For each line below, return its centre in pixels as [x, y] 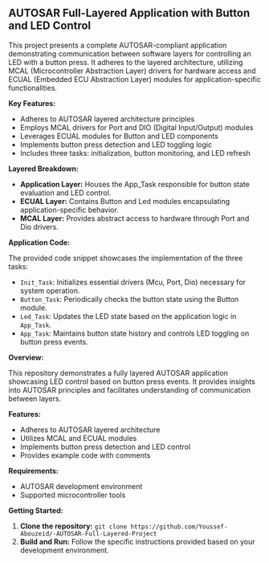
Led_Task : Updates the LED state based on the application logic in [128, 316]
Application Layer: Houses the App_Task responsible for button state [135, 184]
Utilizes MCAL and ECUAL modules [78, 438]
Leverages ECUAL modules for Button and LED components [119, 136]
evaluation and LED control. [65, 193]
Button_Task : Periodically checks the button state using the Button [129, 299]
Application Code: [39, 242]
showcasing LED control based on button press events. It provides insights [132, 381]
